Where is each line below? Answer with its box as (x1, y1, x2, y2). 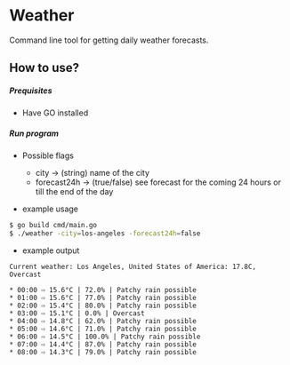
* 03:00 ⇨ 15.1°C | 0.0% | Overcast (9, 309, 145, 318)
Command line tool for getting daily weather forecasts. (9, 35, 209, 45)
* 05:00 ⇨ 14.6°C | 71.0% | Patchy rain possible (9, 325, 197, 334)
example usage (21, 203, 78, 214)
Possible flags (21, 150, 74, 161)
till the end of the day (35, 186, 114, 197)
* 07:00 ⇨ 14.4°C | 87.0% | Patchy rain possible (9, 340, 197, 349)
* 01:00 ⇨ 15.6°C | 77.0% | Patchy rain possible (9, 294, 197, 303)
